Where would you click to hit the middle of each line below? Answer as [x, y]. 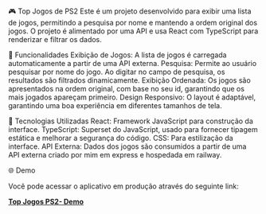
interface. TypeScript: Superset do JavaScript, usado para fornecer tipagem [133, 129]
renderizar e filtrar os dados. [55, 39]
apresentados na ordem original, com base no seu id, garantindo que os [127, 89]
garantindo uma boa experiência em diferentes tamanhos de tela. [115, 105]
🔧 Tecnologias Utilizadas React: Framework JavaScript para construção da [131, 121]
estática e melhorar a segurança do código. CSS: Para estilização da [121, 138]
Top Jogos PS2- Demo [46, 202]
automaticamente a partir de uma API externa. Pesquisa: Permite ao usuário [133, 63]
